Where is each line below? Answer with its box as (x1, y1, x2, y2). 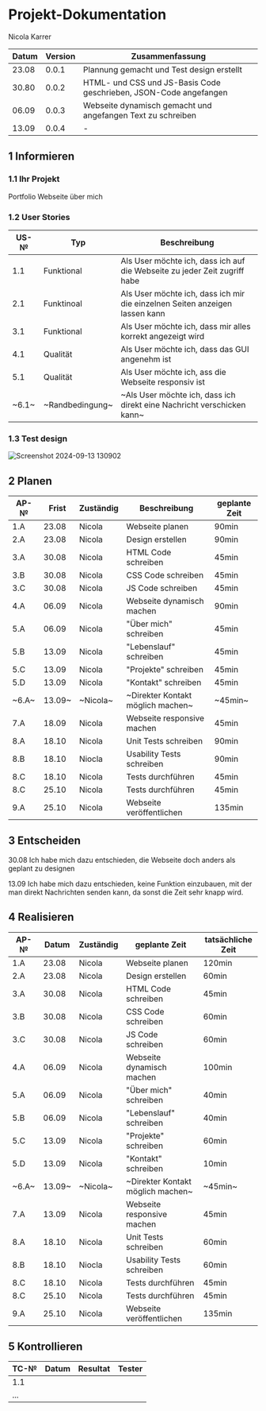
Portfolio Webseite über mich (8, 191, 103, 201)
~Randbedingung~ (43, 399, 113, 410)
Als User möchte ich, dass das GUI (120, 343, 249, 354)
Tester (117, 1363, 143, 1374)
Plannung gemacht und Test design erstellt (82, 64, 243, 75)
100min (203, 1061, 233, 1073)
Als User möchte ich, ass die (120, 366, 227, 377)
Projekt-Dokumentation (8, 6, 167, 24)
